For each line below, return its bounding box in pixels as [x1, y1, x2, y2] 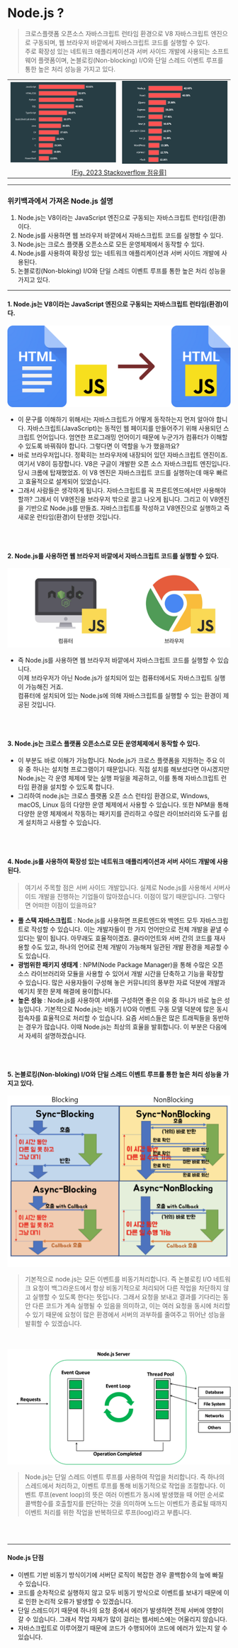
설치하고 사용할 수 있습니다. [25, 818, 101, 827]
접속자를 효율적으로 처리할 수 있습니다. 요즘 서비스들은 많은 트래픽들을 [17, 1013, 211, 1022]
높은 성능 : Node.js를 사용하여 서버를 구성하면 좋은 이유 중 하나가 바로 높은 [17, 995, 223, 1005]
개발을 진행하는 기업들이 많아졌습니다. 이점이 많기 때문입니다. [38, 892, 207, 900]
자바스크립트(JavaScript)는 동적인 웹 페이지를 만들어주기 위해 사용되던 [27, 424, 222, 433]
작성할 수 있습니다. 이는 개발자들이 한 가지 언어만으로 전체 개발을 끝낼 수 [30, 924, 229, 934]
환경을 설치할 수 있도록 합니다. [30, 782, 115, 792]
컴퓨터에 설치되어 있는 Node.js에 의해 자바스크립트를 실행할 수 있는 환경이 [17, 692, 222, 700]
